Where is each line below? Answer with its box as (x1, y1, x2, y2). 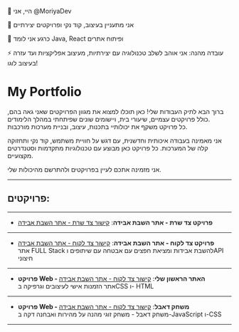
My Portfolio (7, 84, 82, 100)
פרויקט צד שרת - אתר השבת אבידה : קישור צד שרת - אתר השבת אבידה (17, 218, 213, 227)
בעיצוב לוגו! (7, 59, 38, 67)
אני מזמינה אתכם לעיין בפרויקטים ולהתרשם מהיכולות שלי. (7, 165, 161, 174)
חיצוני (17, 254, 33, 262)
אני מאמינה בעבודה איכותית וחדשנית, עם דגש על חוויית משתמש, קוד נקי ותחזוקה (7, 136, 222, 145)
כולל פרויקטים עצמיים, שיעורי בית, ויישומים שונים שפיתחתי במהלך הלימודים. (7, 115, 211, 123)
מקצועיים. (7, 151, 33, 160)
